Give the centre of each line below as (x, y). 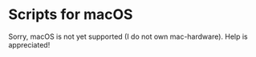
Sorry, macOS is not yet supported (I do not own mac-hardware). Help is (128, 36)
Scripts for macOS (71, 15)
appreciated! (29, 44)
